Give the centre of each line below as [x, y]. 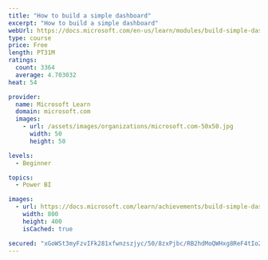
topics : [21, 177]
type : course [30, 38]
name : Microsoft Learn [53, 104]
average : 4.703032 [46, 75]
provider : [25, 97]
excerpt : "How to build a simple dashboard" [83, 23]
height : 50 [47, 141]
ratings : [23, 61]
